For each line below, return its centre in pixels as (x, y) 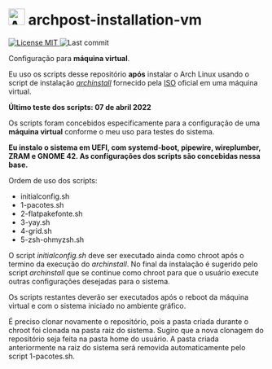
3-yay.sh (35, 222)
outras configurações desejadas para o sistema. (90, 281)
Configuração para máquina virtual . (69, 58)
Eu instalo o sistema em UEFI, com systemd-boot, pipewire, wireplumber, (135, 147)
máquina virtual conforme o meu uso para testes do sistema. (112, 131)
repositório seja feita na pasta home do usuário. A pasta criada (114, 339)
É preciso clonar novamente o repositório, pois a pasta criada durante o (129, 321)
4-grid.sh (36, 231)
